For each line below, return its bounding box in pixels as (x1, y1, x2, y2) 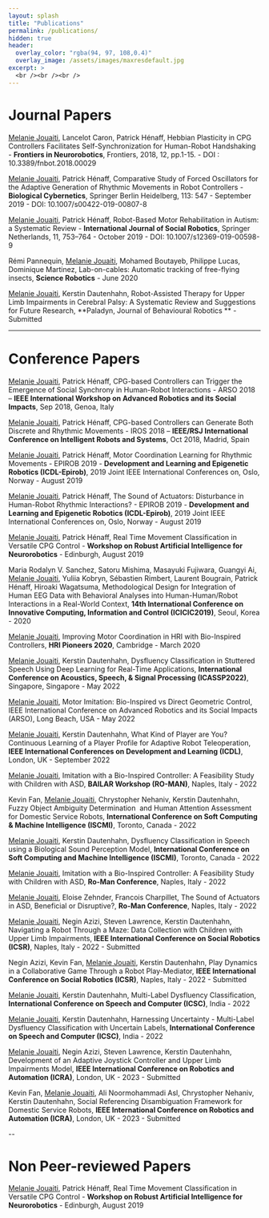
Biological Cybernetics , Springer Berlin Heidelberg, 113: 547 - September (8, 190, 252, 201)
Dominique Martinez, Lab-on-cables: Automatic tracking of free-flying (8, 264, 240, 274)
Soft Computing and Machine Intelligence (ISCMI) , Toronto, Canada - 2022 (8, 852, 260, 863)
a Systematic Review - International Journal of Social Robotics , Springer (8, 223, 251, 233)
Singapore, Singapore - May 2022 (8, 681, 121, 691)
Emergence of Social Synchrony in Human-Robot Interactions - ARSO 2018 (8, 384, 256, 394)
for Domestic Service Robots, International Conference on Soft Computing (8, 811, 258, 821)
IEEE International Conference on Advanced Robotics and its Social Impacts (8, 705, 258, 715)
